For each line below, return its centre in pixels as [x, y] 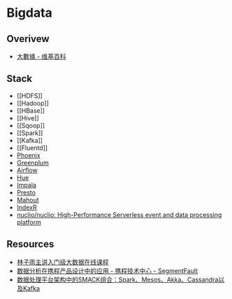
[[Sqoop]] [31, 125]
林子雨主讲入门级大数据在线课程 [63, 262]
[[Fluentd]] [32, 148]
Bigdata [30, 13]
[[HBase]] [31, 111]
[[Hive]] [28, 118]
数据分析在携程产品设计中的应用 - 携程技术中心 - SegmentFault [107, 270]
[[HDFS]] [29, 95]
